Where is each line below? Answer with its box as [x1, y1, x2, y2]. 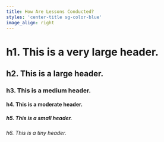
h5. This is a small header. [6, 115, 72, 122]
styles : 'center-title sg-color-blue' [6, 14, 102, 20]
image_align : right [6, 20, 55, 25]
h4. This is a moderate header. [6, 101, 83, 108]
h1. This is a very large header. [6, 45, 159, 59]
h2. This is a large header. [6, 69, 104, 79]
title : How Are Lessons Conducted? [6, 8, 94, 15]
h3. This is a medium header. [6, 86, 91, 95]
